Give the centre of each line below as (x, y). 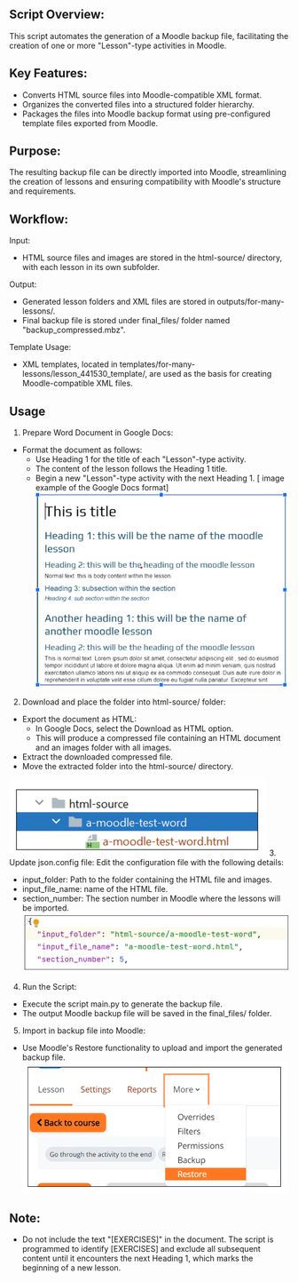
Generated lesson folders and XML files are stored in (118, 302)
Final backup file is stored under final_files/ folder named (126, 321)
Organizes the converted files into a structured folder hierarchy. (138, 104)
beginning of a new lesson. (71, 1267)
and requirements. (43, 191)
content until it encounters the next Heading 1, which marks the (137, 1258)
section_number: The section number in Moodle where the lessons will (151, 898)
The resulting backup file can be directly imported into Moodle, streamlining (148, 172)
